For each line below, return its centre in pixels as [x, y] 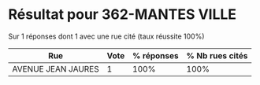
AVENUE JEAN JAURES [56, 68]
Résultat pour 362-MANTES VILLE [123, 15]
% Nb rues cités [217, 55]
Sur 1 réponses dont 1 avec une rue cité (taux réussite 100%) [106, 36]
